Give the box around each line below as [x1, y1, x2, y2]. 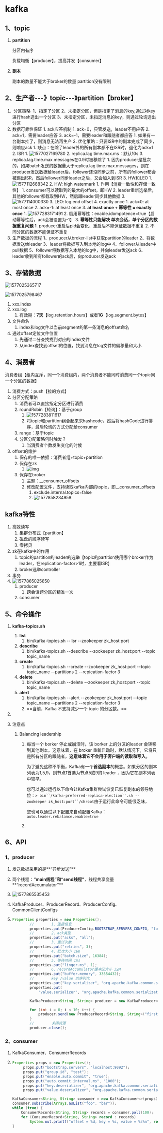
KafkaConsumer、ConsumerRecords [12, 1050, 86, 1056]
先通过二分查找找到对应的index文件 [19, 336, 90, 342]
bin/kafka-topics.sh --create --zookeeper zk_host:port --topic [26, 664, 151, 670]
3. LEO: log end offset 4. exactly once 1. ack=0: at [49, 198, 149, 204]
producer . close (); [30, 1025, 67, 1030]
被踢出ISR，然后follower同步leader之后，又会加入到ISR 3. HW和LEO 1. [12, 175, 152, 181]
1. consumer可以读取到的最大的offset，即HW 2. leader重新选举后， [21, 187, 156, 193]
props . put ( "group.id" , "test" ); [23, 1069, 89, 1074]
